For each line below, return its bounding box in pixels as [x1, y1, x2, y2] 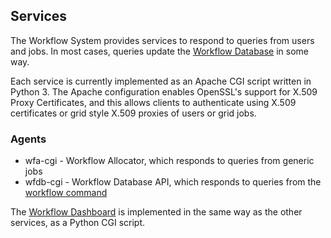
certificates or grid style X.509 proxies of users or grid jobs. [10, 107, 257, 119]
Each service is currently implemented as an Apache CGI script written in [10, 75, 312, 87]
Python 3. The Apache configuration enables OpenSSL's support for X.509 [10, 85, 318, 98]
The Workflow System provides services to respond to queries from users [10, 34, 315, 46]
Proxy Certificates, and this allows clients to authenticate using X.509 [10, 96, 297, 108]
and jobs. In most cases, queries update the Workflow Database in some [10, 45, 309, 57]
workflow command [24, 187, 108, 199]
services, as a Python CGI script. [10, 217, 146, 229]
